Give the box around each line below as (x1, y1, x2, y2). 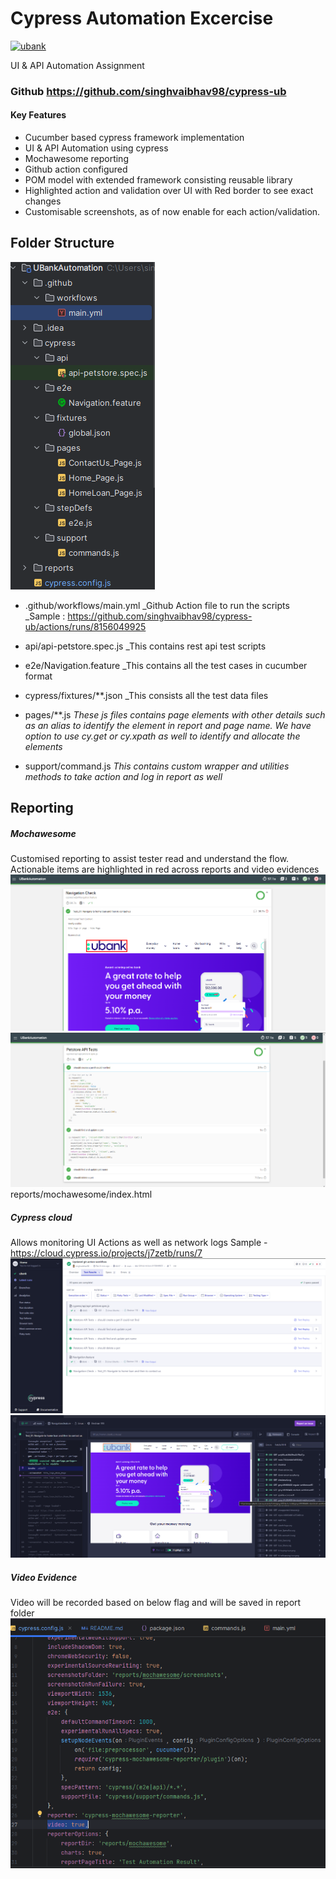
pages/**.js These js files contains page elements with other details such (24, 708, 326, 721)
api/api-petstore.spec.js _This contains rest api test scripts (24, 640, 267, 652)
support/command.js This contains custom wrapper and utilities (24, 760, 290, 772)
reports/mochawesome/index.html (10, 1188, 153, 1201)
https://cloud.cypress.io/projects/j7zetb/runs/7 (10, 1247, 203, 1259)
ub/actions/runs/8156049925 (24, 620, 147, 632)
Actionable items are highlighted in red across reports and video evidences (10, 863, 320, 876)
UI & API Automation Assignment (10, 59, 145, 71)
